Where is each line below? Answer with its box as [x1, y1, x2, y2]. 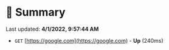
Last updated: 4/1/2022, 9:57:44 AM [5, 25, 99, 33]
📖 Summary [5, 5, 66, 19]
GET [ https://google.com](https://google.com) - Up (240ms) [14, 37, 164, 44]
